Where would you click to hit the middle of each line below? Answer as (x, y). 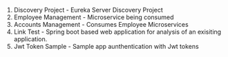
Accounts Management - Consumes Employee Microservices (101, 24)
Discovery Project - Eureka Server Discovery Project (88, 10)
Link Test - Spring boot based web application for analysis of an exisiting (117, 32)
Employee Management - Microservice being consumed (94, 17)
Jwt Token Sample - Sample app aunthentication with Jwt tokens (106, 46)
